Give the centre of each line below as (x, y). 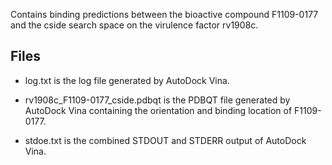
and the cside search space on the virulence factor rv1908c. (134, 25)
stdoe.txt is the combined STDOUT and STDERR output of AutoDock (165, 140)
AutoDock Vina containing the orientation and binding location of (158, 110)
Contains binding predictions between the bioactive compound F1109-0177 (164, 14)
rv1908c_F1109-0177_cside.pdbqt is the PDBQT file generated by (157, 100)
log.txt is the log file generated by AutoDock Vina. (127, 80)
